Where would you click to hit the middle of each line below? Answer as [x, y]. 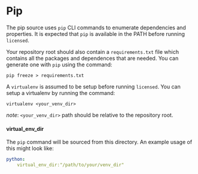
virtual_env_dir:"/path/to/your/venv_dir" [71, 165]
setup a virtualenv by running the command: [61, 93]
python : [16, 160]
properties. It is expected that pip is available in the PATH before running [96, 33]
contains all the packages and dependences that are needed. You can [92, 58]
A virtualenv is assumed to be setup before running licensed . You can [93, 86]
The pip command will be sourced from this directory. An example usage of [99, 142]
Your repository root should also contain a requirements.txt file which [93, 51]
